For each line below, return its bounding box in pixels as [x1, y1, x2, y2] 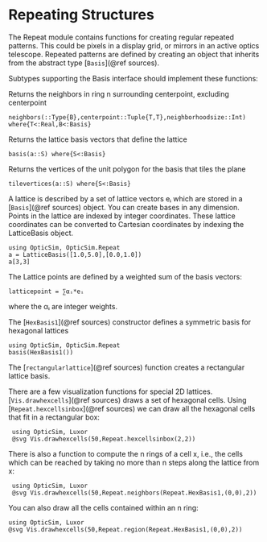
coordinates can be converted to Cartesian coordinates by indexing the [8, 219, 244, 229]
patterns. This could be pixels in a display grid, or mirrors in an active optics [8, 40, 260, 50]
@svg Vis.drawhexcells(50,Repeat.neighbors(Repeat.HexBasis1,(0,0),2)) [11, 489, 257, 497]
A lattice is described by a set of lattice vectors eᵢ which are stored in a [8, 193, 243, 203]
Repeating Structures [8, 6, 154, 24]
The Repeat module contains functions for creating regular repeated [8, 32, 235, 42]
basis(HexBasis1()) [8, 348, 74, 356]
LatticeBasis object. [8, 228, 74, 238]
